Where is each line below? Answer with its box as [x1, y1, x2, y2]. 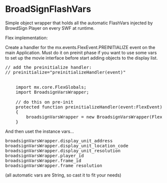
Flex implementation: [5, 35, 48, 41]
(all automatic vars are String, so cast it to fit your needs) [5, 172, 122, 178]
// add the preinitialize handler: [5, 64, 92, 70]
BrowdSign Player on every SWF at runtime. [5, 25, 95, 31]
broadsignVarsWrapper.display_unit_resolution [5, 148, 121, 153]
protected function [15, 104, 63, 110]
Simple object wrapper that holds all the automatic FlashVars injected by [5, 20, 153, 26]
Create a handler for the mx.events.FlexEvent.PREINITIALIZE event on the [5, 44, 156, 50]
